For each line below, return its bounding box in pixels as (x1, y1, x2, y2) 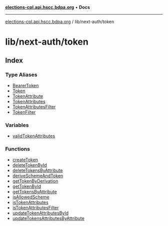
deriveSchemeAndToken (12, 173, 63, 179)
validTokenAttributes (12, 133, 55, 139)
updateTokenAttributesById (12, 210, 69, 216)
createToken (12, 157, 38, 163)
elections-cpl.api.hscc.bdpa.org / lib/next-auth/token (5, 19, 114, 25)
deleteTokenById (12, 162, 47, 168)
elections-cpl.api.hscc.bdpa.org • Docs (5, 5, 90, 10)
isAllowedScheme (12, 194, 49, 200)
